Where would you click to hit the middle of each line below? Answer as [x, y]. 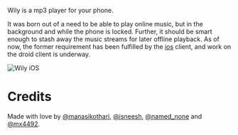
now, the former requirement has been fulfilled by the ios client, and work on [119, 47]
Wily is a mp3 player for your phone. [60, 10]
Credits [29, 97]
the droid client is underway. [49, 54]
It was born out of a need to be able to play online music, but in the [106, 24]
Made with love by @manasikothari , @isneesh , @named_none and [105, 116]
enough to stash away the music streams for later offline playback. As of [114, 39]
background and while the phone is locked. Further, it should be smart [110, 32]
